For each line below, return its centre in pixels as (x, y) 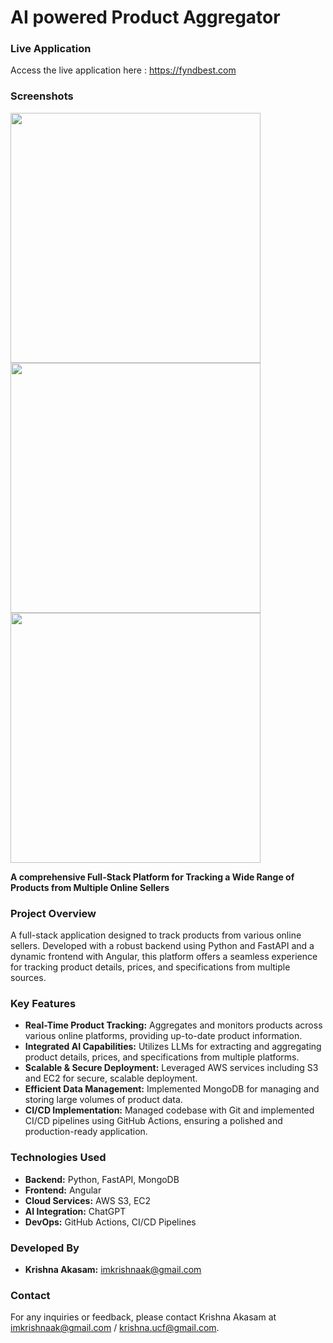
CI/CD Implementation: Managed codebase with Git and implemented (169, 1110)
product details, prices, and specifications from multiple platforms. (162, 1057)
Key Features (43, 1003)
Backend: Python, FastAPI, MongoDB (102, 1179)
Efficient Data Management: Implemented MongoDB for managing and (172, 1089)
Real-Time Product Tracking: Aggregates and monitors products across (173, 1025)
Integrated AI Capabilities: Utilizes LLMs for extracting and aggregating (173, 1047)
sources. (28, 978)
